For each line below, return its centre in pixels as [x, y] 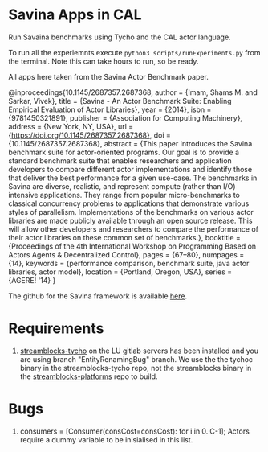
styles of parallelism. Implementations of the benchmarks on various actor [131, 212]
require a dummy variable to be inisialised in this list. [106, 439]
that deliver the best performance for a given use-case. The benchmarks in [133, 178]
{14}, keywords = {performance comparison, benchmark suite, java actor [129, 263]
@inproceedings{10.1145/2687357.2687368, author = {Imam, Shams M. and [133, 92]
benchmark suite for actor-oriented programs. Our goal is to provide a [124, 152]
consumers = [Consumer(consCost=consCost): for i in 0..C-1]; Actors [135, 431]
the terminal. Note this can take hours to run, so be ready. [104, 61]
